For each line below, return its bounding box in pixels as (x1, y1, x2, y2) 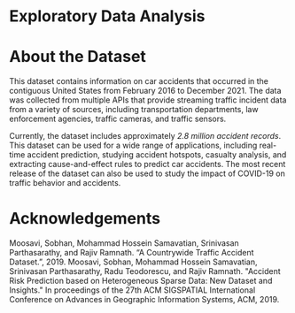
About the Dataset (9, 47, 146, 67)
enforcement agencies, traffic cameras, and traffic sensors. (9, 113, 227, 125)
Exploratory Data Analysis (9, 6, 206, 27)
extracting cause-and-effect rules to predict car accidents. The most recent (9, 159, 286, 170)
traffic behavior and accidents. (9, 178, 121, 188)
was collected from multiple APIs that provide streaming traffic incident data (9, 95, 287, 105)
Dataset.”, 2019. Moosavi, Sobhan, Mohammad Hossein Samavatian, (9, 256, 258, 267)
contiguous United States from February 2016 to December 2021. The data (9, 86, 282, 96)
